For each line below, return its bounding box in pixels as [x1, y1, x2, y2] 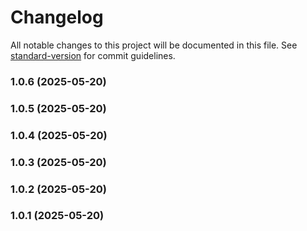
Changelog [10, 6, 104, 29]
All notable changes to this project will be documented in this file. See [10, 39, 298, 51]
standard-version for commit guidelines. [10, 49, 176, 61]
